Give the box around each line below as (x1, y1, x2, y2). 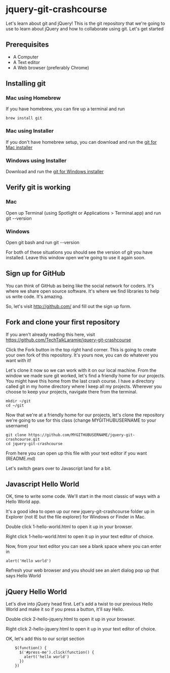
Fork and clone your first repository (6, 318, 120, 327)
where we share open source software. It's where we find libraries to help (6, 288, 160, 294)
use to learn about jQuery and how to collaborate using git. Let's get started (6, 25, 164, 31)
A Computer (13, 54, 39, 60)
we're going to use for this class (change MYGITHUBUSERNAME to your (6, 417, 156, 423)
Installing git (6, 80, 46, 88)
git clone (6, 432, 27, 438)
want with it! (6, 357, 31, 363)
